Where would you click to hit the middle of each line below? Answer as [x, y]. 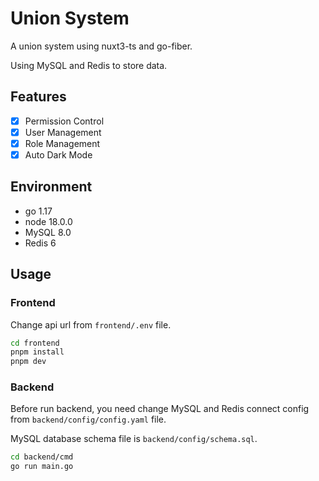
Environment [51, 187]
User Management [63, 132]
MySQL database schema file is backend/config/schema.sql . [134, 439]
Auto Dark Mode [58, 154]
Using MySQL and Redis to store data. [89, 65]
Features [38, 97]
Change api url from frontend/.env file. [91, 324]
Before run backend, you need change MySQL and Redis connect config [160, 409]
